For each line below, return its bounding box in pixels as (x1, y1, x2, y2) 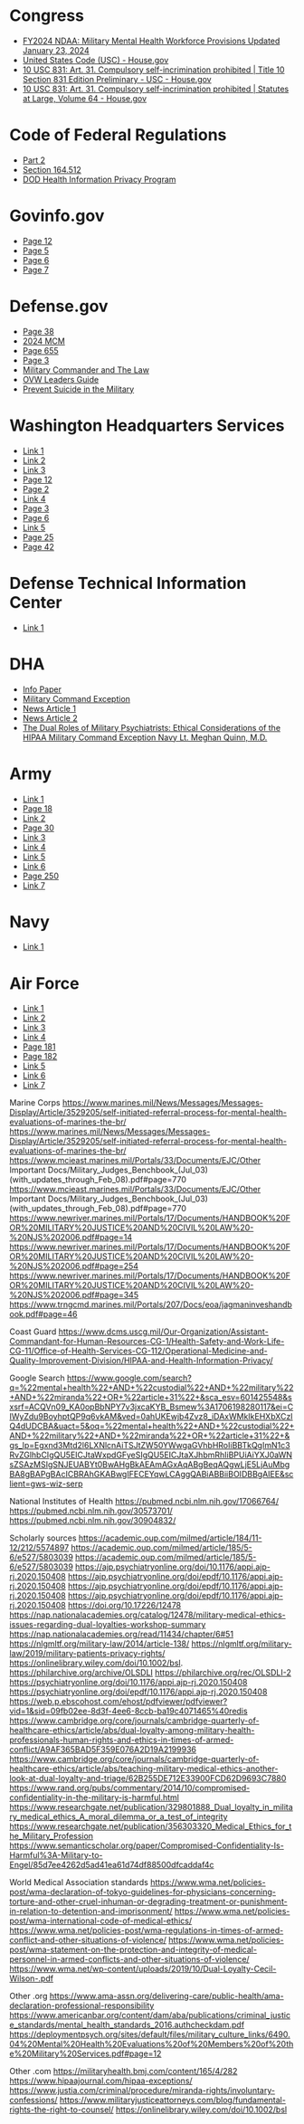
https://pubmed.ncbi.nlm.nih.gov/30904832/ (9, 1515, 176, 1526)
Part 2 (22, 155, 46, 166)
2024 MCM (22, 336, 65, 346)
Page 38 (22, 326, 54, 337)
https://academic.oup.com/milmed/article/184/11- (78, 1532, 262, 1543)
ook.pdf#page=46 (9, 1309, 79, 1320)
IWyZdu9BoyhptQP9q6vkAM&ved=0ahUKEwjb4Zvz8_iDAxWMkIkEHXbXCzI (9, 1411, 293, 1422)
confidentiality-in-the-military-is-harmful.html (9, 1792, 179, 1803)
